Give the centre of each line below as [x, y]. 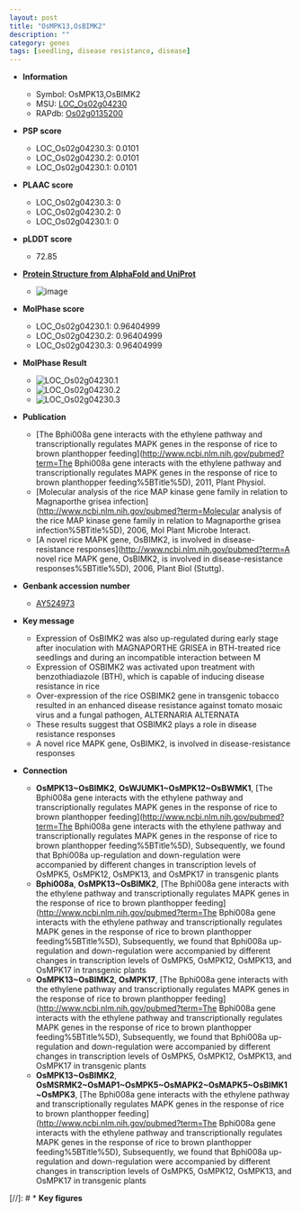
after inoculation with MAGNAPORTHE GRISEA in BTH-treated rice [158, 648]
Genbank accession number [76, 586]
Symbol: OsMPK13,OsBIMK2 [88, 95]
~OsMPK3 [55, 1095]
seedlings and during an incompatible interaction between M [148, 658]
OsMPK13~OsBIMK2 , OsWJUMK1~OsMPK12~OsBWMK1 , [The [154, 788]
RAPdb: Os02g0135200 [79, 114]
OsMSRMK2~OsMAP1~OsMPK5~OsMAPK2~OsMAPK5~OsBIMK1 [161, 1085]
